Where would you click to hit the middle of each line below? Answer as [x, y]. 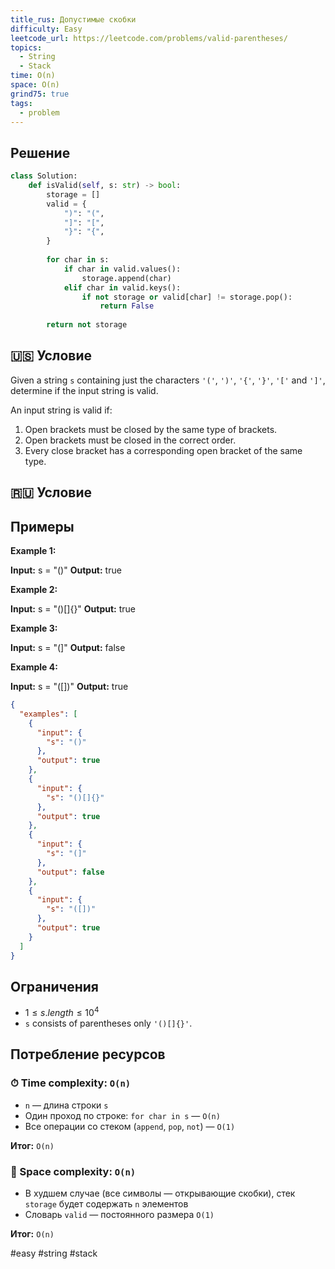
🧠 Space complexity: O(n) [73, 1171]
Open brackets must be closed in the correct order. [130, 440]
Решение [40, 152]
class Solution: [44, 176]
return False [127, 306]
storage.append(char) [126, 278]
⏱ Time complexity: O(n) [71, 1083]
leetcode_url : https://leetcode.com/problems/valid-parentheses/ [149, 38]
